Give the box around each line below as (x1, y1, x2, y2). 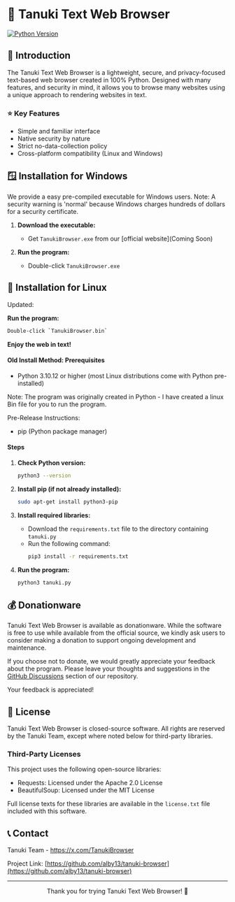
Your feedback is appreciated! (7, 685, 94, 694)
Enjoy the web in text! (7, 340, 71, 348)
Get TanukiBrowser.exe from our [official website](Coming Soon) (27, 234, 213, 243)
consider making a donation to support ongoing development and (7, 636, 197, 645)
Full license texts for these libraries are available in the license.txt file (7, 800, 211, 808)
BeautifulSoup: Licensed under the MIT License (17, 786, 155, 794)
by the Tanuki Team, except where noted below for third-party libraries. (7, 732, 213, 740)
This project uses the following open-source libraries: (7, 765, 162, 773)
